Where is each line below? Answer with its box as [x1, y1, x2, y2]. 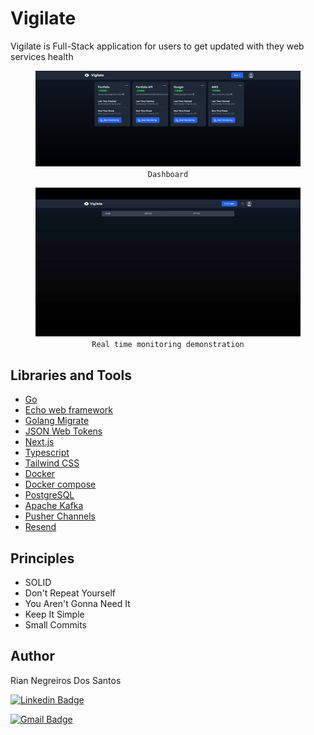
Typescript [24, 447, 70, 459]
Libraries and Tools [10, 367, 132, 384]
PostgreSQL [24, 489, 75, 501]
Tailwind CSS [24, 457, 80, 469]
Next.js [24, 436, 55, 448]
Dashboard [147, 169, 189, 179]
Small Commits [24, 618, 87, 631]
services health [10, 50, 74, 62]
